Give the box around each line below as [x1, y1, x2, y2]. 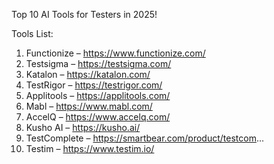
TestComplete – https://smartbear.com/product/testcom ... [25, 132, 265, 144]
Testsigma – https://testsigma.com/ [25, 58, 172, 69]
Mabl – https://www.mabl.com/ [25, 100, 153, 112]
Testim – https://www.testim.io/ [25, 143, 155, 154]
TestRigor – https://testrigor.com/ [25, 79, 163, 91]
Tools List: [11, 28, 54, 39]
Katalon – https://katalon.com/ [25, 69, 151, 80]
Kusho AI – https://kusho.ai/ [25, 122, 141, 133]
